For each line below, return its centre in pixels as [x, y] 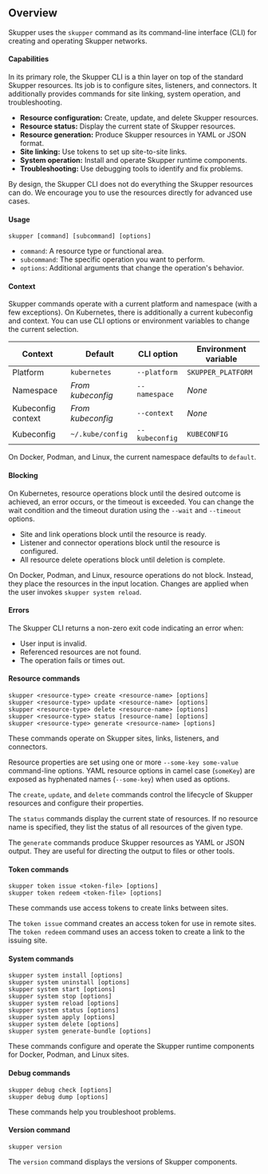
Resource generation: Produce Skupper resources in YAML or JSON [133, 135]
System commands [41, 959]
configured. [39, 551]
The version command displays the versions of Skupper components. [123, 1161]
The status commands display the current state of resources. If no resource [133, 819]
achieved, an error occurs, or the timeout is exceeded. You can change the [131, 501]
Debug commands [39, 1073]
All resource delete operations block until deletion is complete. [122, 559]
